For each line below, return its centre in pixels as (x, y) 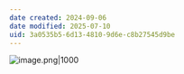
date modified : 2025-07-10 (60, 26)
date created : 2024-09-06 (58, 18)
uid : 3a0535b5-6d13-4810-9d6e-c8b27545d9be (92, 34)
